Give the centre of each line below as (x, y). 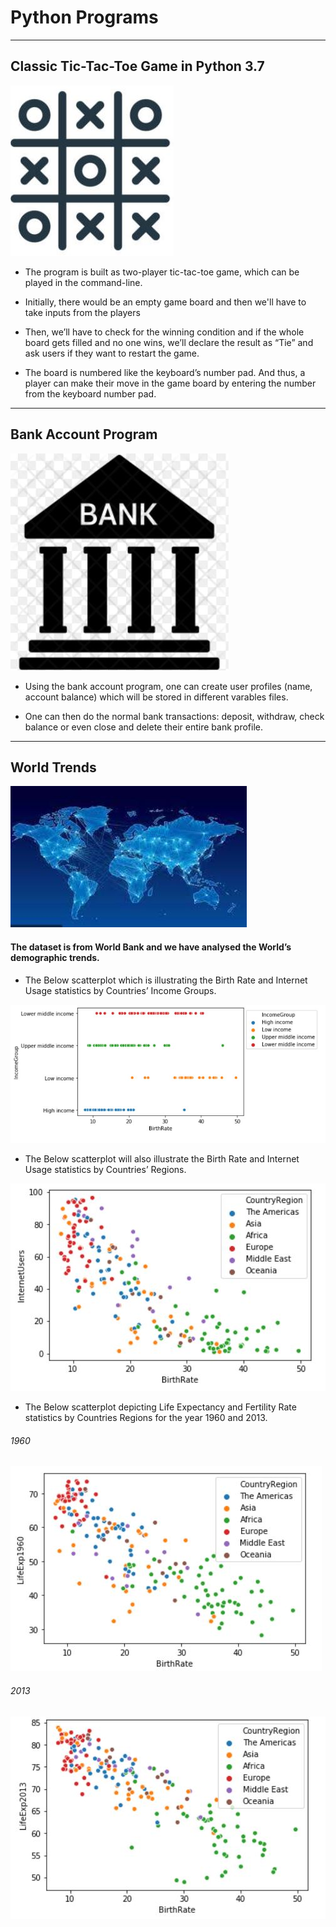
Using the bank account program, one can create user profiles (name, (168, 686)
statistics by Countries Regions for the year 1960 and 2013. (146, 1418)
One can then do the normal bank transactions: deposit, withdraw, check (174, 716)
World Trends (53, 767)
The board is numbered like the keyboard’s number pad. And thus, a (165, 372)
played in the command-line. (83, 282)
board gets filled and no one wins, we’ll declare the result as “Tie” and (169, 342)
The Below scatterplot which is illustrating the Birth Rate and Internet (166, 980)
